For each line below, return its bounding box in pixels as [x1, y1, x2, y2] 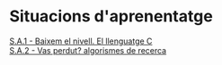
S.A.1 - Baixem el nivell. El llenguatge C [9, 36, 153, 46]
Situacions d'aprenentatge [9, 6, 213, 27]
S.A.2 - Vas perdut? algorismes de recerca [9, 45, 167, 55]
